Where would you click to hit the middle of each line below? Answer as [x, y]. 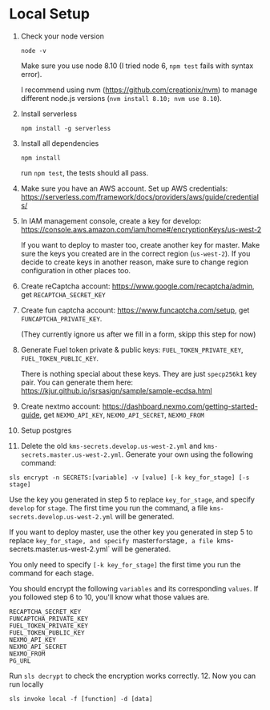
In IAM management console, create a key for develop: [111, 220]
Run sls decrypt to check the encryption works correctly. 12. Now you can [133, 676]
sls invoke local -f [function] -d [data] [81, 699]
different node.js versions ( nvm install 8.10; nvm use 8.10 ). [121, 98]
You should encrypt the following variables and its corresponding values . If [134, 588]
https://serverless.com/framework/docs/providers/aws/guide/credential [140, 196]
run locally [26, 684]
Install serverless [49, 114]
